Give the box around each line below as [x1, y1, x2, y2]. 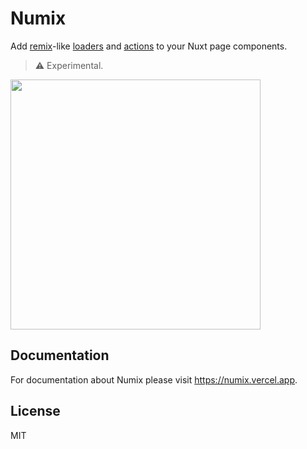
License [10, 403, 61, 420]
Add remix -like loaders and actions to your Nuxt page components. [10, 40, 288, 52]
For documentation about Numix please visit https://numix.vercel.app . [10, 373, 298, 386]
